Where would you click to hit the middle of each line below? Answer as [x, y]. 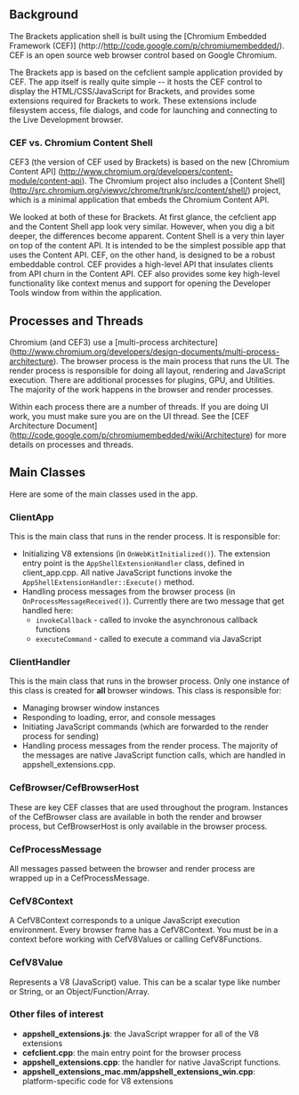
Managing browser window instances [91, 708]
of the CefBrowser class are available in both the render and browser [136, 816]
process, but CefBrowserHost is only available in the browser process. [138, 826]
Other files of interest [57, 1014]
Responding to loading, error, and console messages [119, 718]
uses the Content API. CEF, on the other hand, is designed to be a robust [142, 255]
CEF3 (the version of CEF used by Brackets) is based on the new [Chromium [149, 162]
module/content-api [46, 181]
